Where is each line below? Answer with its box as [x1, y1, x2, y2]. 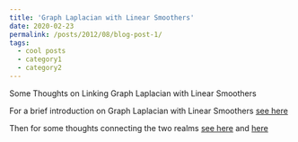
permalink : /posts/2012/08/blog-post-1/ [9, 30, 163, 39]
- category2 [17, 64, 63, 73]
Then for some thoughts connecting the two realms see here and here [9, 122, 269, 133]
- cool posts [17, 47, 66, 56]
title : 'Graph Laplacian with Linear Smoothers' [9, 13, 195, 22]
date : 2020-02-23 [9, 22, 74, 31]
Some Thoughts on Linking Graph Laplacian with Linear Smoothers [9, 87, 258, 99]
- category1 [17, 55, 63, 64]
